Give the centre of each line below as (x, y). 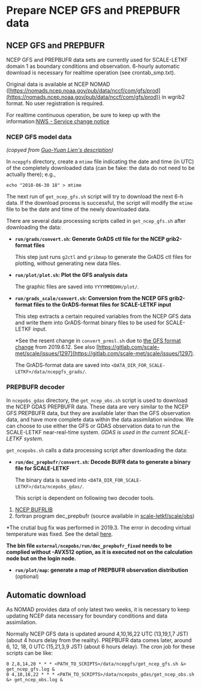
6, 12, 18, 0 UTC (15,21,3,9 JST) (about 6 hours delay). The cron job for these (100, 647)
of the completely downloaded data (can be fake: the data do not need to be (100, 168)
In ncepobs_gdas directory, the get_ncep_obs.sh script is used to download (97, 400)
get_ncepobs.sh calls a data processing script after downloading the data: (97, 450)
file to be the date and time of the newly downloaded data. (79, 209)
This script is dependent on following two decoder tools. (85, 498)
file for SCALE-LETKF (42, 468)
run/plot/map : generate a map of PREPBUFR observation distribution (101, 570)
